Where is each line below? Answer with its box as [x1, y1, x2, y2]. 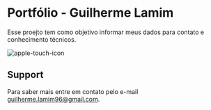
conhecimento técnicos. [7, 35, 77, 43]
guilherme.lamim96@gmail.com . [7, 95, 100, 103]
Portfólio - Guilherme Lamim [7, 5, 174, 21]
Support [7, 69, 44, 81]
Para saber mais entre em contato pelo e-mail [7, 87, 139, 95]
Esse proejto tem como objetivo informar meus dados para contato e [7, 28, 204, 36]
